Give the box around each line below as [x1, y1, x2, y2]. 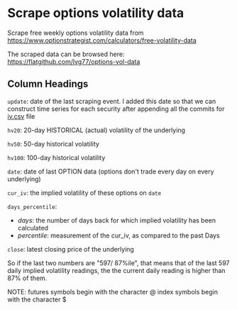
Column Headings [7, 78, 89, 90]
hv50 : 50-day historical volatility [7, 139, 99, 148]
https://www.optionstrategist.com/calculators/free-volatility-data [7, 36, 197, 44]
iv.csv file [7, 112, 35, 120]
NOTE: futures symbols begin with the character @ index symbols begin [7, 287, 219, 296]
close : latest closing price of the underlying [7, 245, 135, 253]
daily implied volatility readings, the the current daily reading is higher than [7, 266, 226, 274]
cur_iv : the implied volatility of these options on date [7, 188, 162, 197]
